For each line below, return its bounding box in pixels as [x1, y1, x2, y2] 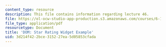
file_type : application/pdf [5, 21, 63, 26]
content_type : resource [5, 7, 54, 12]
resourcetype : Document [5, 25, 54, 30]
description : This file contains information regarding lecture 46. [5, 12, 149, 17]
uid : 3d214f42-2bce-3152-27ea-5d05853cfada [5, 35, 96, 40]
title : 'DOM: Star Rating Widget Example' [5, 30, 94, 35]
